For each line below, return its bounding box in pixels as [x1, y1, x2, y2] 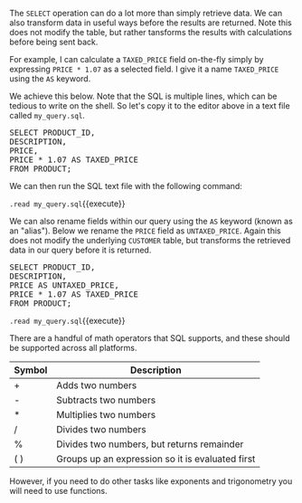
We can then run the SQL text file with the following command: [9, 181, 242, 191]
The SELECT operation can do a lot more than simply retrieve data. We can [9, 8, 283, 18]
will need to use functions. [9, 486, 109, 496]
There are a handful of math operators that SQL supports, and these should [9, 333, 291, 343]
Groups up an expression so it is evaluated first [55, 452, 256, 465]
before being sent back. [9, 36, 99, 47]
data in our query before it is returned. [9, 244, 152, 255]
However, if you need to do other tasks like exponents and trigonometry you [9, 476, 293, 487]
